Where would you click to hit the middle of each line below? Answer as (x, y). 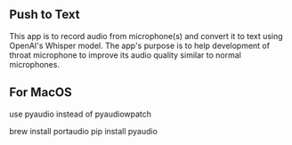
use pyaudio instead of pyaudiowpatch (81, 114)
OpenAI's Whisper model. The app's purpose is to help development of (139, 45)
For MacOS (41, 93)
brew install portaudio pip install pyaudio (84, 131)
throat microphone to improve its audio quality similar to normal (126, 55)
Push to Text (45, 15)
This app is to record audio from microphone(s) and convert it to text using (146, 36)
